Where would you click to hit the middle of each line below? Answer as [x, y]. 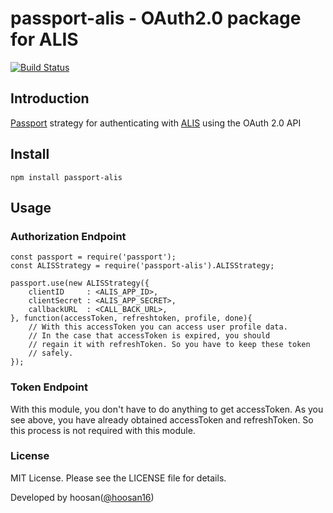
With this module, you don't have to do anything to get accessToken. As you [167, 409]
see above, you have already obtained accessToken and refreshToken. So [162, 419]
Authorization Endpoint [68, 236]
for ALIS [44, 39]
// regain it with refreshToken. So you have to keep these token [169, 345]
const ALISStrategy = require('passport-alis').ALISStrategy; [142, 266]
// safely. [51, 353]
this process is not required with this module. [103, 430]
